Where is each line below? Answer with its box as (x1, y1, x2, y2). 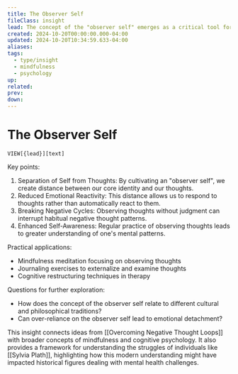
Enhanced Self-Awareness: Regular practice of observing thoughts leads (17, 221, 230, 230)
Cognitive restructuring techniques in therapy (17, 271, 151, 280)
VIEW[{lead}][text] (7, 150, 65, 157)
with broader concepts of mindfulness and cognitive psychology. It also (7, 335, 217, 344)
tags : (7, 50, 23, 57)
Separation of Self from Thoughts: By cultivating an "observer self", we (17, 176, 225, 185)
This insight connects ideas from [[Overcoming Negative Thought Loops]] (7, 328, 223, 336)
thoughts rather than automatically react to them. (17, 199, 161, 207)
